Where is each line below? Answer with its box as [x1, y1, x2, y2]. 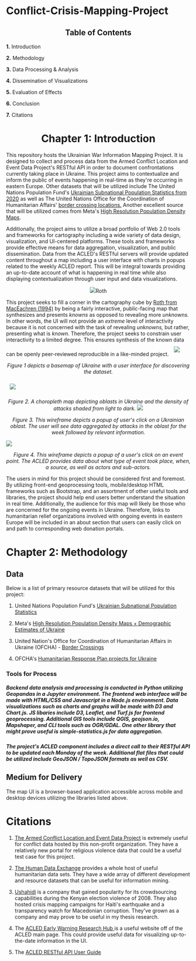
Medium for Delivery [6, 772, 82, 782]
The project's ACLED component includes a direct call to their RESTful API [6, 742, 190, 750]
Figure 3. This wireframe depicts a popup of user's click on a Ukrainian [12, 416, 184, 423]
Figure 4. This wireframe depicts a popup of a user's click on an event [13, 451, 183, 458]
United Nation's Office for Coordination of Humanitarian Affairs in [14, 637, 172, 644]
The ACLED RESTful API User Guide [14, 948, 101, 956]
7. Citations [6, 112, 33, 118]
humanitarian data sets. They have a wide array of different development [14, 870, 190, 878]
